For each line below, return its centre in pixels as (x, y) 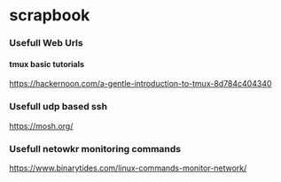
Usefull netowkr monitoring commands (95, 148)
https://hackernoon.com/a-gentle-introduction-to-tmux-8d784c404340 (140, 84)
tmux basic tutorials (47, 64)
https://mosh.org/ (41, 125)
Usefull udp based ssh (59, 107)
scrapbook (50, 15)
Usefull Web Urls (46, 43)
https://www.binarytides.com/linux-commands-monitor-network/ (128, 168)
